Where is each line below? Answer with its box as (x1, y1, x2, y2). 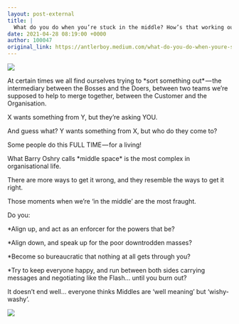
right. (7, 183, 23, 192)
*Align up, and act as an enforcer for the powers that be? (7, 225, 176, 233)
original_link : (7, 43, 53, 51)
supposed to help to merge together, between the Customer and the (7, 92, 208, 100)
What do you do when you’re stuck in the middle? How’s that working (14, 23, 224, 31)
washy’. (7, 295, 30, 303)
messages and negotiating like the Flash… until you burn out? (7, 273, 187, 282)
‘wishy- (207, 288, 229, 296)
